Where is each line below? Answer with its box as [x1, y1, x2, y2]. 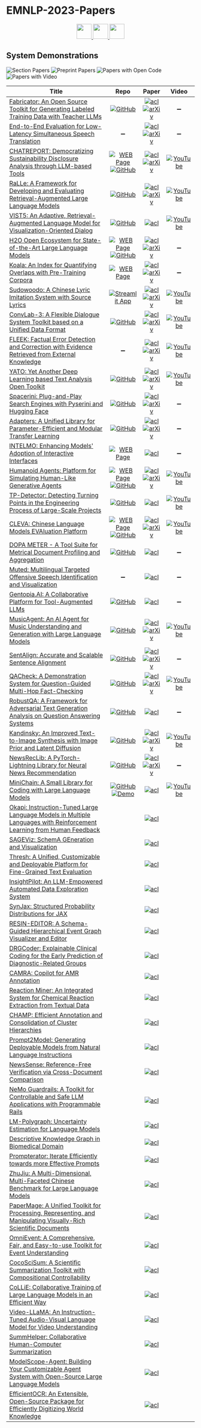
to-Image [9, 736, 36, 745]
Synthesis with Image [37, 736, 98, 745]
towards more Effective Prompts [9, 1159, 100, 1168]
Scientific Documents [9, 1223, 70, 1232]
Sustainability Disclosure [9, 154, 79, 163]
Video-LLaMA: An [9, 1307, 60, 1316]
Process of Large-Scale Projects [9, 506, 102, 514]
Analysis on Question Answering [9, 712, 100, 720]
